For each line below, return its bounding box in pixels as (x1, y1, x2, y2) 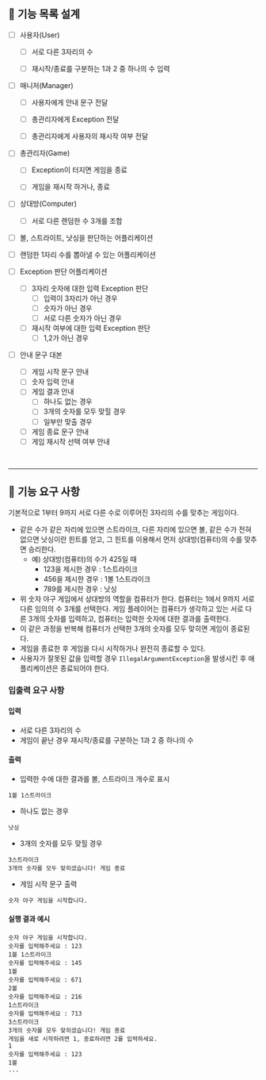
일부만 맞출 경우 (43, 417, 93, 426)
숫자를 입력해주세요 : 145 (8, 959, 82, 967)
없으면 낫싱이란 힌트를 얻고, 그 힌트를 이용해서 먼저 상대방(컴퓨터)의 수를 (19, 534, 243, 544)
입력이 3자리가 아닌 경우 (43, 293, 118, 303)
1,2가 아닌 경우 (43, 333, 89, 343)
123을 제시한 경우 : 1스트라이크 (43, 564, 139, 574)
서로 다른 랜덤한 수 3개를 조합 (31, 216, 123, 225)
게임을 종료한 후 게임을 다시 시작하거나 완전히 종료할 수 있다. (19, 644, 206, 653)
